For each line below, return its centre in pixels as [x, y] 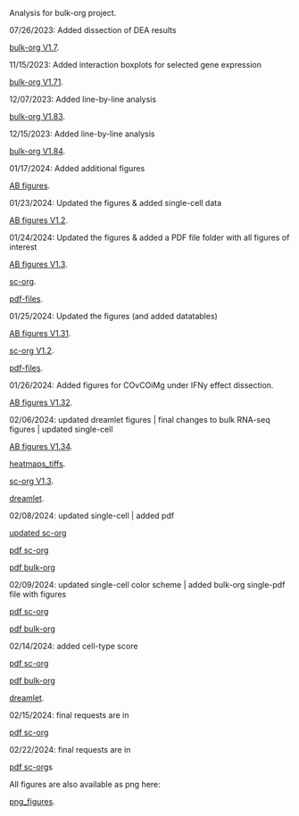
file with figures [38, 594]
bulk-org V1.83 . [37, 116]
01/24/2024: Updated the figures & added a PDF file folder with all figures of [149, 237]
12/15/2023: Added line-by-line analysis [82, 134]
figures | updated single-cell [61, 429]
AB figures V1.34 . [41, 446]
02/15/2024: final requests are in [69, 715]
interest [23, 247]
